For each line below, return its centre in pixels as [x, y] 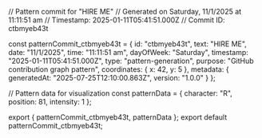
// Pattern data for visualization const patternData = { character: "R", [121, 93]
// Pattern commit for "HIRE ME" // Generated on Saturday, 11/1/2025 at [125, 12]
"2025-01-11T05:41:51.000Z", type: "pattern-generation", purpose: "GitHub [131, 61]
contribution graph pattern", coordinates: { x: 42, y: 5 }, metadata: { [119, 69]
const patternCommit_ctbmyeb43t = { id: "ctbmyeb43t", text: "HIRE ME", [128, 44]
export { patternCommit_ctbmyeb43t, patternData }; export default [118, 117]
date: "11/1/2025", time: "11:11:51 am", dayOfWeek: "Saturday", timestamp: [129, 52]
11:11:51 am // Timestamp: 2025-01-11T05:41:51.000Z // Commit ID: [117, 20]
